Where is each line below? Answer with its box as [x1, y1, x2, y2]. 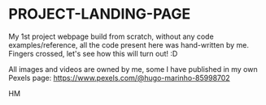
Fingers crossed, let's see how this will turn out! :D [8, 48, 178, 58]
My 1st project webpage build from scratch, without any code [8, 31, 214, 41]
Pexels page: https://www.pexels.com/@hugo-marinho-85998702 [8, 73, 230, 82]
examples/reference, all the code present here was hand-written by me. [8, 40, 250, 49]
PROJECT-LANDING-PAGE [8, 5, 191, 23]
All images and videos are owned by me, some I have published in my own [8, 64, 258, 73]
